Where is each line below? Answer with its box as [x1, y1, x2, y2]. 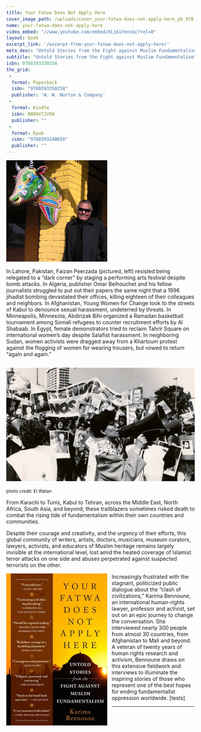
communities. [6, 518, 40, 525]
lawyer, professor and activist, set [111, 605, 195, 613]
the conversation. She [111, 618, 166, 625]
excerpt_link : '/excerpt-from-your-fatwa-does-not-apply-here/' [6, 41, 170, 47]
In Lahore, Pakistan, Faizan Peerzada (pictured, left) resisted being [6, 268, 170, 274]
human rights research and [111, 650, 178, 657]
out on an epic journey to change [111, 611, 193, 619]
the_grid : [6, 67, 31, 73]
